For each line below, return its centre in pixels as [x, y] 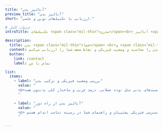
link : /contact [29, 59]
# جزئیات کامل [17, 27]
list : [10, 72]
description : [18, 41]
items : [16, 76]
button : [17, 54]
